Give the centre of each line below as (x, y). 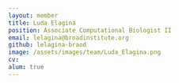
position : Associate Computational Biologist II (90, 30)
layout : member (33, 15)
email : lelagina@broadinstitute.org (69, 38)
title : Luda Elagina (42, 23)
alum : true (26, 67)
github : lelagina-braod (48, 45)
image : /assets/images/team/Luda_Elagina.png (84, 52)
